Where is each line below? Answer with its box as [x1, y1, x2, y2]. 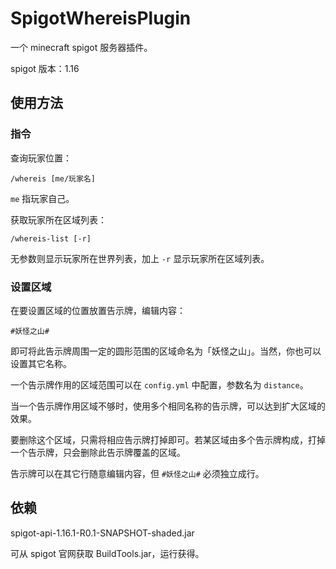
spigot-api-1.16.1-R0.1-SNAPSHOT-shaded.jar [10, 527, 195, 539]
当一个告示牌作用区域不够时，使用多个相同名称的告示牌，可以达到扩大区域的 [10, 400, 326, 412]
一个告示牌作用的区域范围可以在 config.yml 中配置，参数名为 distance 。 [10, 378, 309, 391]
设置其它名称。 [10, 357, 72, 369]
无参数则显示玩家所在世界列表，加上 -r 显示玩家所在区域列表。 [10, 252, 270, 264]
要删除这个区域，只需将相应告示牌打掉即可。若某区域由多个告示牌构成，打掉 [10, 433, 326, 446]
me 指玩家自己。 [10, 192, 75, 204]
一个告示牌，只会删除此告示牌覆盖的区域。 [10, 446, 186, 458]
